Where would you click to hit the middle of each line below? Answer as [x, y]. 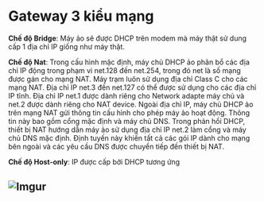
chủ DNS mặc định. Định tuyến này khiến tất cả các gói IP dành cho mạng [129, 137]
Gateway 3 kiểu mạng [81, 16]
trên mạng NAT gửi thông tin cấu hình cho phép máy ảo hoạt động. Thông [129, 112]
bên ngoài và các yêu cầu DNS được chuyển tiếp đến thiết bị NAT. [116, 146]
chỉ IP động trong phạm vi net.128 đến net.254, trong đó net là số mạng [124, 70]
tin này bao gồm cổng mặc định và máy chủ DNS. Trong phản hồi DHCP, [127, 121]
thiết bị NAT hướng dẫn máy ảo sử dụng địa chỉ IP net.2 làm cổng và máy [127, 129]
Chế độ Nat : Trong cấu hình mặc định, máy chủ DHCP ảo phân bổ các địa [129, 62]
